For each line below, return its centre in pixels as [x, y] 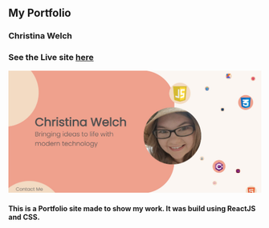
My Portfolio [40, 13]
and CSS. [24, 217]
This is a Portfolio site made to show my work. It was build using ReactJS [132, 209]
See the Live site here [51, 58]
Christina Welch [40, 36]
